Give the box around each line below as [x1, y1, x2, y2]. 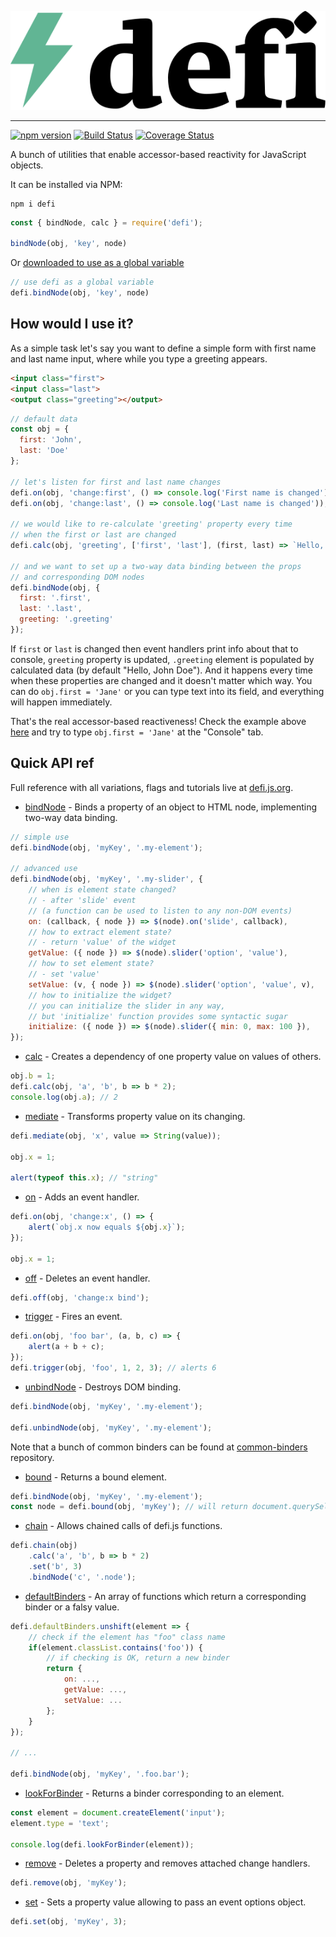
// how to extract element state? [28, 927, 172, 937]
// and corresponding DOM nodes [10, 572, 145, 582]
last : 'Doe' [19, 446, 70, 456]
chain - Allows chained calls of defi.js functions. [24, 1520, 223, 1532]
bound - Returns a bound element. [24, 1471, 167, 1483]
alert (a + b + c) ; [28, 1342, 105, 1352]
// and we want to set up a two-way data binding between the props [10, 561, 302, 571]
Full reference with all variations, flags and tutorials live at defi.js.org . [10, 781, 294, 793]
